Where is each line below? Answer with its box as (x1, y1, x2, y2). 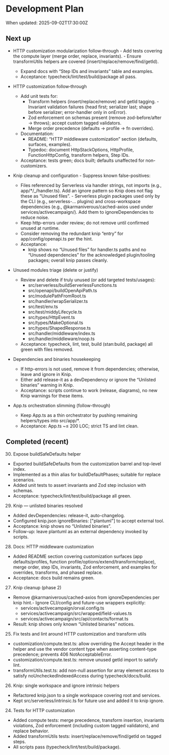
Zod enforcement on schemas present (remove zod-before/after (28, 114, 162, 120)
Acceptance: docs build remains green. (13, 575, 95, 581)
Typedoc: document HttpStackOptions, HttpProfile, (28, 147, 134, 153)
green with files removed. (20, 346, 73, 352)
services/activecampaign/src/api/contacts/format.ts (20, 615, 129, 621)
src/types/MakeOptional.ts (28, 320, 83, 326)
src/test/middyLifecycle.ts (28, 308, 82, 315)
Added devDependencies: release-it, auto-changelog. (13, 512, 125, 518)
